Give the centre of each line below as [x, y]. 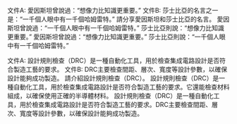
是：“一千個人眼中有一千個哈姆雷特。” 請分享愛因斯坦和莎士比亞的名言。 [111, 19]
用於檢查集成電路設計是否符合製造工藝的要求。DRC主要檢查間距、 [116, 105]
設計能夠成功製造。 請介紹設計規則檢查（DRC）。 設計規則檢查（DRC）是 [113, 78]
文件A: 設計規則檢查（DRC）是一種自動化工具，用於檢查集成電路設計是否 [114, 61]
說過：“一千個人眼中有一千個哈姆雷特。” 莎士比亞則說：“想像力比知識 [125, 28]
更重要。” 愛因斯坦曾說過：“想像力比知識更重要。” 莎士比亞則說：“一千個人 [114, 37]
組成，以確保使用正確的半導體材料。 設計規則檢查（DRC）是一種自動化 [110, 96]
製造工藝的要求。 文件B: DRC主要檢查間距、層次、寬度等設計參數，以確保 [120, 69]
